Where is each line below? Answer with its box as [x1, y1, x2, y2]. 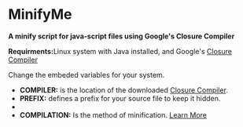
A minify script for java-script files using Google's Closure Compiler [8, 31, 235, 41]
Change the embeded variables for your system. [8, 70, 165, 79]
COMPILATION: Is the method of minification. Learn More [19, 110, 207, 119]
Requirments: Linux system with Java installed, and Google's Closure [8, 46, 232, 56]
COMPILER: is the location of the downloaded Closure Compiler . [19, 85, 228, 95]
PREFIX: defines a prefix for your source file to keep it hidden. [19, 93, 221, 103]
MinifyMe [8, 5, 72, 24]
